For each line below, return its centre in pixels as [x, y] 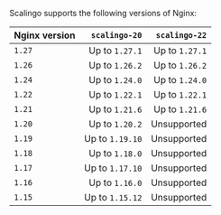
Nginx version [45, 35]
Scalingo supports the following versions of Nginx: [103, 13]
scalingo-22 [181, 35]
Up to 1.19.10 [113, 139]
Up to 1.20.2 [115, 124]
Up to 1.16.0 [115, 182]
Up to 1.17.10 [113, 168]
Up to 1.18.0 [115, 153]
